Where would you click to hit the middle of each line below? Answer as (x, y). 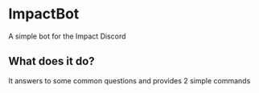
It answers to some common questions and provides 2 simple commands (129, 80)
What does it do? (51, 61)
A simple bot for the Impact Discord (67, 36)
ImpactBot (44, 14)
